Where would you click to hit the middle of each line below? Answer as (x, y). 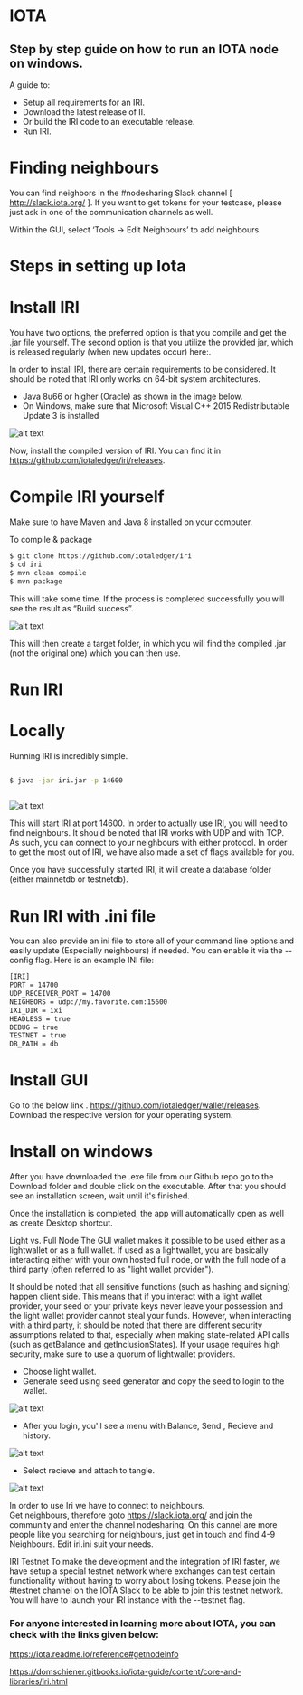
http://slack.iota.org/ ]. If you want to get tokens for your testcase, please (146, 202)
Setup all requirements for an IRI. (84, 102)
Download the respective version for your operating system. (121, 1115)
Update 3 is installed (61, 416)
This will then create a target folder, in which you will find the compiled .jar (148, 643)
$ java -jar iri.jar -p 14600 (66, 780)
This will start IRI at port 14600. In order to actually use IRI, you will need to (148, 823)
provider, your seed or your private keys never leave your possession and (146, 1306)
